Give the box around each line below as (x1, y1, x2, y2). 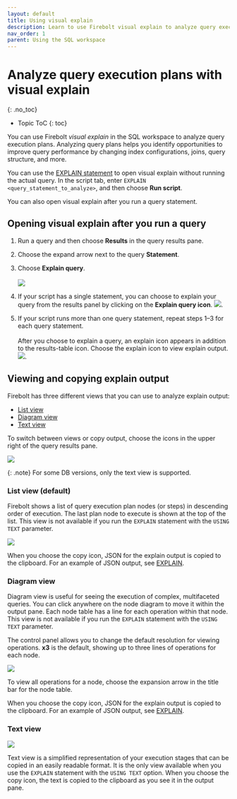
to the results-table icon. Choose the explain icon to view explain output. (17, 343, 229, 353)
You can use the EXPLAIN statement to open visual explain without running (7, 169, 225, 177)
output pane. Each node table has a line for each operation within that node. (7, 607, 228, 616)
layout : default (7, 10, 55, 18)
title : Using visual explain (7, 17, 93, 24)
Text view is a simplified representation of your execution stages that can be (7, 753, 229, 762)
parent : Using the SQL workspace (7, 37, 106, 44)
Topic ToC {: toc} (17, 119, 68, 128)
